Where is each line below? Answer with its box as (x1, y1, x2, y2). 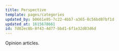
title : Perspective (5, 7, 47, 13)
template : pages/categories (5, 12, 65, 17)
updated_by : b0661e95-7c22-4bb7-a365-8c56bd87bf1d (5, 17, 114, 22)
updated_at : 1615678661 (5, 21, 56, 27)
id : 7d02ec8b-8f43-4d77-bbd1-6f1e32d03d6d (5, 26, 96, 31)
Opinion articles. (5, 40, 39, 46)
